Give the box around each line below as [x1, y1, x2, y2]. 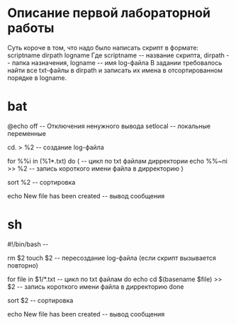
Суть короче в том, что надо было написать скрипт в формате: [7, 43, 199, 52]
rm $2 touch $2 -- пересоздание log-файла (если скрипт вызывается [7, 253, 216, 262]
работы [7, 20, 55, 36]
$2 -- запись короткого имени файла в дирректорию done [7, 282, 184, 291]
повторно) [7, 261, 39, 270]
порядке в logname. [7, 73, 67, 82]
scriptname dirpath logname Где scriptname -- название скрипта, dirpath [7, 51, 225, 59]
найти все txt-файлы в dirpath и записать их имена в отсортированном [7, 66, 223, 74]
